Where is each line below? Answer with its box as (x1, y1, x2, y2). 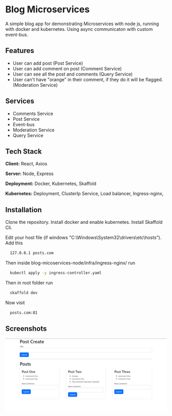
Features (5, 46, 34, 55)
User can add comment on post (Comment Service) (12, 65, 122, 71)
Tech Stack (5, 147, 42, 156)
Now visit (5, 299, 25, 306)
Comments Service (12, 110, 54, 117)
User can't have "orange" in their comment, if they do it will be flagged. (12, 76, 163, 83)
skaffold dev (10, 290, 38, 295)
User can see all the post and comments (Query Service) (12, 71, 133, 77)
